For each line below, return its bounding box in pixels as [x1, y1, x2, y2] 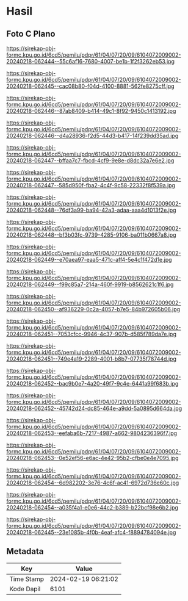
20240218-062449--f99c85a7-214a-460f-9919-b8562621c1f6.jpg [6, 281, 174, 288]
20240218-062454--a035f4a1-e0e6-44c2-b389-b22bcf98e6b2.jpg [6, 504, 179, 511]
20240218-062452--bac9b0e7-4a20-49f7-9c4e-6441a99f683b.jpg [6, 380, 179, 387]
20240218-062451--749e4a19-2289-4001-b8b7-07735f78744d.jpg [6, 355, 177, 362]
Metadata [6, 546, 44, 556]
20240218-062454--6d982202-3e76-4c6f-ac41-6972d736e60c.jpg [6, 479, 179, 486]
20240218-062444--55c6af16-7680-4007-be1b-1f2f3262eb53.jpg [6, 58, 175, 65]
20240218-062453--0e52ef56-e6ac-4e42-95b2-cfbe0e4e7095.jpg [6, 455, 179, 461]
